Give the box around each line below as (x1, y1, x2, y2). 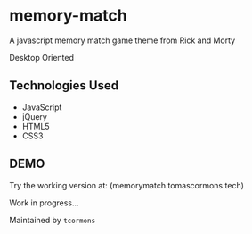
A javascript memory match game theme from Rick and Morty (9, 35, 236, 46)
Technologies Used (9, 78, 118, 94)
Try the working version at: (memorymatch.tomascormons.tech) (9, 180, 245, 190)
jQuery (21, 111, 47, 121)
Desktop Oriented (9, 52, 74, 63)
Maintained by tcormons (9, 214, 96, 225)
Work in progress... (9, 197, 79, 208)
